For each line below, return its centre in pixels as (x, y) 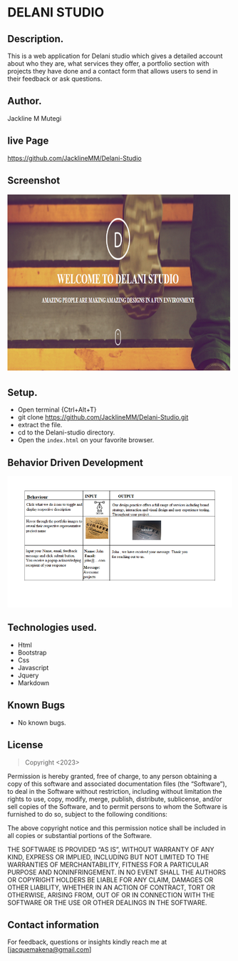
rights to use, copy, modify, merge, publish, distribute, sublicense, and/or (115, 799)
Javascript (33, 667)
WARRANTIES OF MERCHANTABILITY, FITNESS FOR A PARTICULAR (108, 865)
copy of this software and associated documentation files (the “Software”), (117, 784)
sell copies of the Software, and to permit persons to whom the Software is (118, 806)
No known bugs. (42, 722)
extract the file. (40, 425)
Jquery (28, 675)
